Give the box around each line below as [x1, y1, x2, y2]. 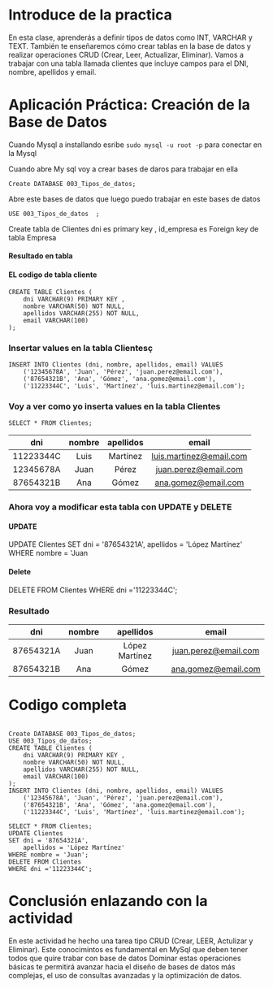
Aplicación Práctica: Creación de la [8, 96, 250, 115]
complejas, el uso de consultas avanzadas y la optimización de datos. [8, 970, 242, 980]
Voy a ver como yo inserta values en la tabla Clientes [8, 401, 221, 412]
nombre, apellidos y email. [8, 67, 97, 76]
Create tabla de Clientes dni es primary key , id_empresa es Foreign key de [8, 223, 259, 233]
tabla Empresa [8, 232, 57, 242]
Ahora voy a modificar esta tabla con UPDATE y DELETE [8, 501, 232, 513]
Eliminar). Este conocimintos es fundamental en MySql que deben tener [8, 944, 249, 954]
